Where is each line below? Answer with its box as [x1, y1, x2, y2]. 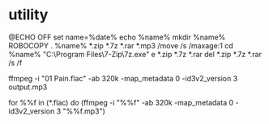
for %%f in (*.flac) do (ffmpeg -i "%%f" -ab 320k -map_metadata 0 [8, 97, 234, 107]
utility [8, 6, 49, 24]
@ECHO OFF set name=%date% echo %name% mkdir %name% [8, 32, 226, 42]
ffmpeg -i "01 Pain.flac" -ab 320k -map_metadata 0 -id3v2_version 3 [8, 73, 238, 83]
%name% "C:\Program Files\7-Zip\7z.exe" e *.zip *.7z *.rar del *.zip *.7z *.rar [8, 49, 262, 59]
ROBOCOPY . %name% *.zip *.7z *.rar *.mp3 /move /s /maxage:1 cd [8, 40, 233, 50]
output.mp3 [8, 82, 48, 92]
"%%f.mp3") [62, 106, 105, 116]
